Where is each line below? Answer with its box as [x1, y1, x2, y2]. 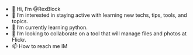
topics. [11, 18, 29, 24]
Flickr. [11, 36, 26, 43]
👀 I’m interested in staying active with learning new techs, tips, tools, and [11, 12, 187, 19]
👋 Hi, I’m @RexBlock [11, 6, 61, 12]
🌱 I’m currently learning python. [11, 24, 88, 31]
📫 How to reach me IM [11, 43, 68, 49]
